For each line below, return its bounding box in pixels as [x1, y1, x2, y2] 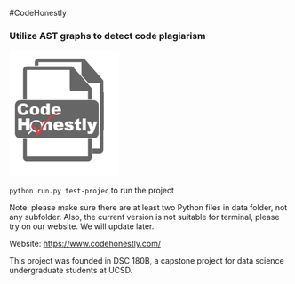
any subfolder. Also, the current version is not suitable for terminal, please [9, 212, 280, 223]
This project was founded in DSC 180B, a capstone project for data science [9, 256, 284, 266]
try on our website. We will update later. [9, 221, 155, 232]
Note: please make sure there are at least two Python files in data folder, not [9, 202, 288, 213]
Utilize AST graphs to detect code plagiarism [9, 29, 206, 42]
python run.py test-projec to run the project [9, 185, 175, 196]
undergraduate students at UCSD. [9, 265, 133, 276]
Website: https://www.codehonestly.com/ [9, 239, 162, 249]
